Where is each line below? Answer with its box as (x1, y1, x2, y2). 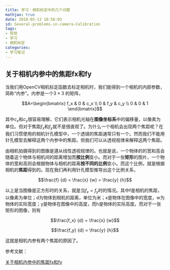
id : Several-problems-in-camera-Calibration (5, 21, 101, 27)
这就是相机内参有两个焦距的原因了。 (5, 237, 81, 243)
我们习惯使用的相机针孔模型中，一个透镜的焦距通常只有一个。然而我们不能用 (5, 130, 165, 137)
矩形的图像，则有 (5, 207, 41, 213)
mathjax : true (5, 12, 35, 17)
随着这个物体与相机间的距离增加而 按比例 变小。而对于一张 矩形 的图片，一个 (5, 154, 160, 160)
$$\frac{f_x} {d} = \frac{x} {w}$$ (50, 217, 120, 223)
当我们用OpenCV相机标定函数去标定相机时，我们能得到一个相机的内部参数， (5, 84, 165, 90)
